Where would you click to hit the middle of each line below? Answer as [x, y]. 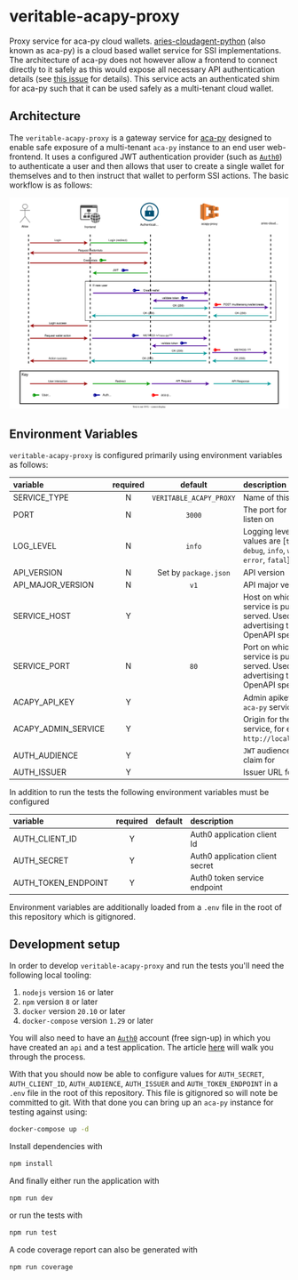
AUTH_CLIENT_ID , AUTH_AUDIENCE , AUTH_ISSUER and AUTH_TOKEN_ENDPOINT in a [144, 1083]
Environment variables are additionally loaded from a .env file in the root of [145, 907]
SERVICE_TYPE [41, 497]
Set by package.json [194, 572]
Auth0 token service [227, 878]
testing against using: [48, 1112]
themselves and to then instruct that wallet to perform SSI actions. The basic [149, 175]
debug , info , [264, 551]
